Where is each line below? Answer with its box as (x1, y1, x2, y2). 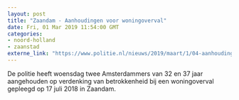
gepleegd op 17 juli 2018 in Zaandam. (7, 84, 116, 93)
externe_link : (7, 50, 50, 57)
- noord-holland (7, 37, 55, 44)
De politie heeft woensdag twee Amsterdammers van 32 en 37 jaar (7, 69, 203, 78)
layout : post (7, 10, 46, 18)
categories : (7, 30, 43, 38)
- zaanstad (7, 43, 40, 50)
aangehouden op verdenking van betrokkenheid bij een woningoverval (7, 77, 215, 85)
